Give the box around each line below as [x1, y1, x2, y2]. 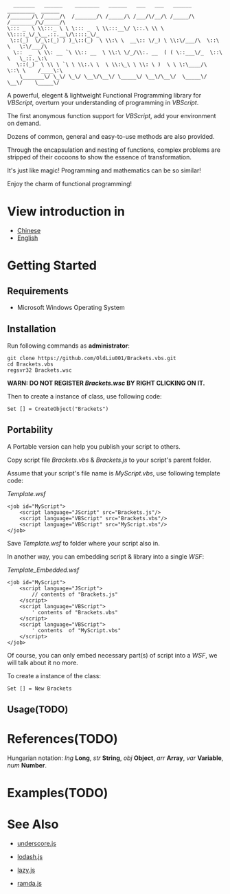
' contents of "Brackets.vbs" [32, 609, 118, 616]
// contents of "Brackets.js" [32, 591, 118, 598]
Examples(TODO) [7, 785, 108, 801]
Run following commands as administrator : [7, 342, 130, 350]
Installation [7, 323, 56, 335]
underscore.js [16, 840, 57, 848]
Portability [7, 424, 54, 436]
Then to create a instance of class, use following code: [7, 392, 163, 400]
